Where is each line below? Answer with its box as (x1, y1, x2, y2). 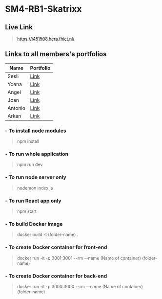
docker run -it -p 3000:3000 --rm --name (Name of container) (17, 283, 143, 289)
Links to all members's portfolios (5, 50, 107, 58)
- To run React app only (5, 197, 62, 204)
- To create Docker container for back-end (5, 273, 107, 279)
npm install (17, 138, 40, 144)
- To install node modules (5, 127, 67, 134)
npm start (17, 208, 37, 214)
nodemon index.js (17, 185, 53, 191)
